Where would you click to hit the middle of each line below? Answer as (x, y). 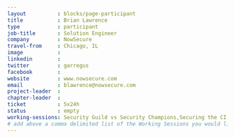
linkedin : (34, 59)
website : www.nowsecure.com (62, 78)
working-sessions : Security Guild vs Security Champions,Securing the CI (117, 117)
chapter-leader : (34, 98)
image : (34, 53)
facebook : (34, 72)
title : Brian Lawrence (58, 20)
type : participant (53, 26)
